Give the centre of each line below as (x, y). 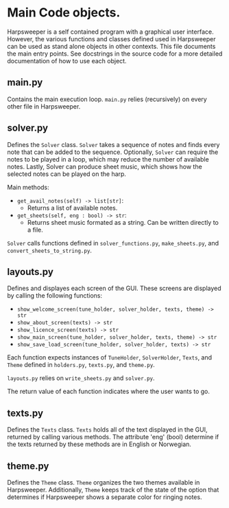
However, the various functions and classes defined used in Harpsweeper (111, 38)
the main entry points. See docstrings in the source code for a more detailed (115, 54)
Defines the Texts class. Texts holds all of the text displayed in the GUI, (107, 430)
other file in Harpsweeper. (44, 106)
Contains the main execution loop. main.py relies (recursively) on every (107, 99)
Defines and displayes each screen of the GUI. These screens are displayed (114, 288)
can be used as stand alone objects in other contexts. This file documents (111, 46)
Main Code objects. (64, 13)
